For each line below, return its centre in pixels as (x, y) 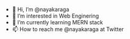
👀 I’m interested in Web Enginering (56, 16)
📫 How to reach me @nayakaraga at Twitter (68, 29)
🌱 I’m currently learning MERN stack (57, 22)
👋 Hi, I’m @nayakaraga (41, 9)
